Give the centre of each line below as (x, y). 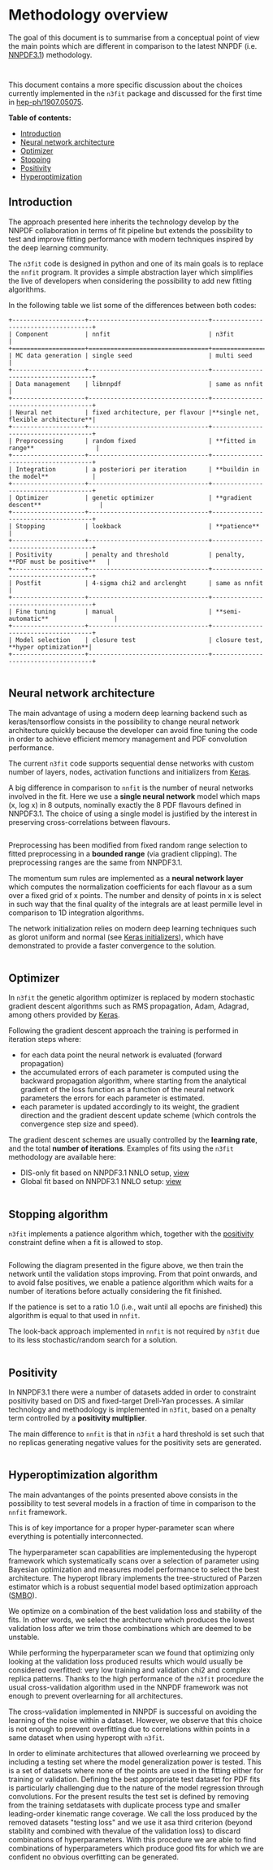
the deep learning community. (58, 247)
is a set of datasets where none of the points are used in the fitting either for (136, 1770)
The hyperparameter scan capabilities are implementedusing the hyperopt (133, 1552)
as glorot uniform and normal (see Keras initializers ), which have (116, 937)
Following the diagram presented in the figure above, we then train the (126, 1265)
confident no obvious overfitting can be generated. (94, 1857)
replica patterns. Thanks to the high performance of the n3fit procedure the (136, 1678)
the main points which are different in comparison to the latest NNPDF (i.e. (133, 46)
